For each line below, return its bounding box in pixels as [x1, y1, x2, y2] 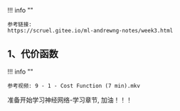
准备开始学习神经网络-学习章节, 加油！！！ [7, 95, 133, 104]
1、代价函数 [7, 48, 59, 60]
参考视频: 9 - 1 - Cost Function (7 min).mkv [7, 82, 141, 89]
